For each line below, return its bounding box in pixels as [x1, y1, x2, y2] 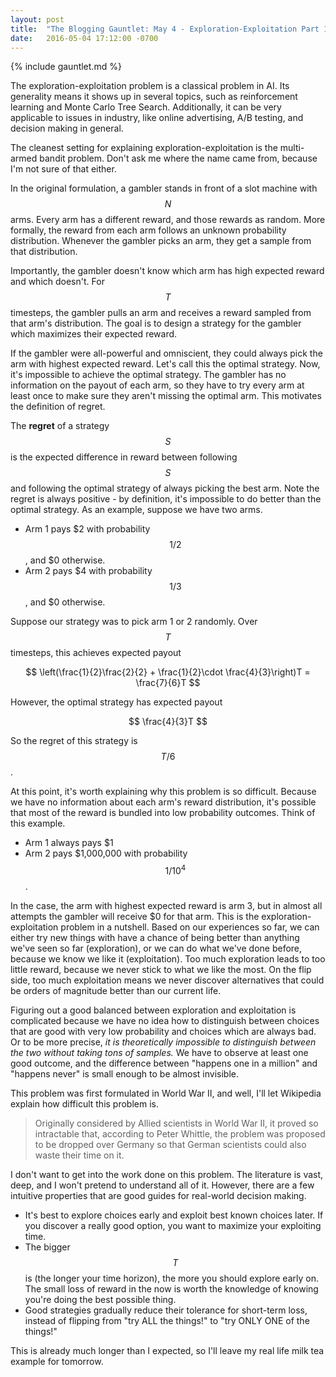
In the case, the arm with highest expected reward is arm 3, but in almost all [10, 900, 323, 912]
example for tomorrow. [10, 1356, 104, 1368]
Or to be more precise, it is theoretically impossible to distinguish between [10, 1036, 317, 1048]
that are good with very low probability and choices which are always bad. [10, 1026, 317, 1038]
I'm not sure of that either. [10, 163, 117, 175]
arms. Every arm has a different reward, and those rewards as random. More [10, 214, 326, 226]
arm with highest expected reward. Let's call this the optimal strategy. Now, [10, 358, 321, 370]
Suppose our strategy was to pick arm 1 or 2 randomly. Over [10, 616, 258, 628]
